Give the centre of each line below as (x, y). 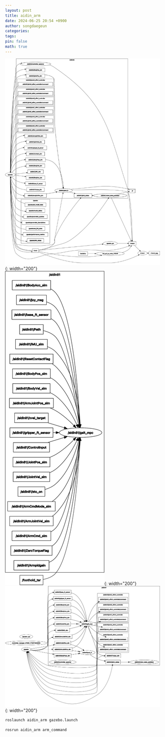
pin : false (16, 42)
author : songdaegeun (26, 26)
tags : (11, 36)
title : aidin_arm (23, 15)
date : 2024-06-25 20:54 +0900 (36, 21)
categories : (17, 31)
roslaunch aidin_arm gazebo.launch (41, 720)
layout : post (18, 10)
